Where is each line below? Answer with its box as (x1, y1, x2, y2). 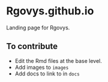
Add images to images (14, 63, 69, 71)
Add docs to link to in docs (14, 70, 80, 77)
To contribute (6, 41, 58, 51)
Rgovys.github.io (6, 4, 94, 18)
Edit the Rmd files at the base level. (14, 57, 102, 64)
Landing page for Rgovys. (6, 24, 70, 31)
